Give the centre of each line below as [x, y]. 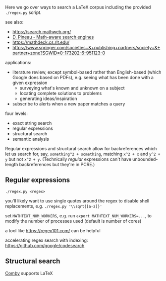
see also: [14, 22]
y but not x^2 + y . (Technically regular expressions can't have [68, 159]
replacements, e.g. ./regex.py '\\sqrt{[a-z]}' [54, 206]
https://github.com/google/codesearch [45, 245]
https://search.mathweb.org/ [42, 32]
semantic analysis [31, 139]
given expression [30, 83]
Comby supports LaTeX [29, 273]
